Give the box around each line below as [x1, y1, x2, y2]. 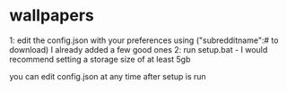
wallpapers [9, 5, 94, 26]
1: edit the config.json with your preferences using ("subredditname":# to [9, 35, 279, 45]
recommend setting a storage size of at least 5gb [9, 54, 191, 64]
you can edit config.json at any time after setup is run [9, 70, 206, 81]
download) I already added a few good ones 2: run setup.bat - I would [9, 44, 268, 54]
